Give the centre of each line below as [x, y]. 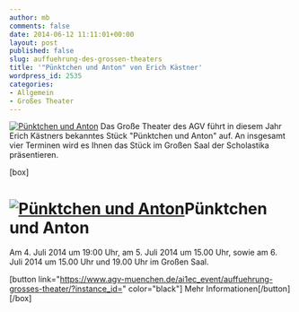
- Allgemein [31, 92]
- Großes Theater [42, 101]
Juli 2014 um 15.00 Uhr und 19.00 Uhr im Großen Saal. [109, 262]
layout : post [34, 43]
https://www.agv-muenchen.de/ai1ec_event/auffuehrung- [167, 280]
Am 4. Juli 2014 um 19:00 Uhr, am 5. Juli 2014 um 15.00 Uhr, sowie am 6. [144, 253]
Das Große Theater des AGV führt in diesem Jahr [191, 126]
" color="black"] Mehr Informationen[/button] [207, 289]
